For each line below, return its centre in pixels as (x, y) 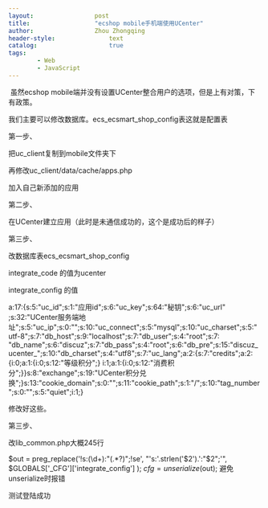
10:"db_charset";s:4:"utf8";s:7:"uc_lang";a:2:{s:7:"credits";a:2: (150, 353)
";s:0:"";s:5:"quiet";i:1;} (46, 391)
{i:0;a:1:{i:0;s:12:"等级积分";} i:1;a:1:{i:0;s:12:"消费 (88, 363)
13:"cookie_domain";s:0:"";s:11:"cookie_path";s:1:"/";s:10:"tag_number (145, 383)
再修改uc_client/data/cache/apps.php (70, 170)
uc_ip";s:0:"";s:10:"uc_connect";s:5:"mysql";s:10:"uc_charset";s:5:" (146, 327)
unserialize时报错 (37, 478)
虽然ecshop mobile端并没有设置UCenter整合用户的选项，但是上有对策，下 (132, 92)
